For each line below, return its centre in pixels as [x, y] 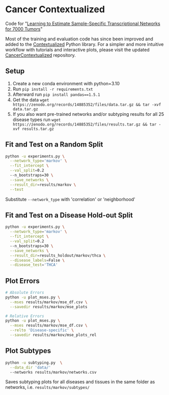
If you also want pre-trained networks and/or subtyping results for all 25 [88, 114]
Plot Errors [22, 281]
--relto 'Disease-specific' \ [42, 330]
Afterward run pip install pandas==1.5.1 [56, 94]
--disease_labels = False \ [37, 260]
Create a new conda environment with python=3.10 [66, 83]
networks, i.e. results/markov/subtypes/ [48, 387]
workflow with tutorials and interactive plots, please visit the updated [78, 50]
